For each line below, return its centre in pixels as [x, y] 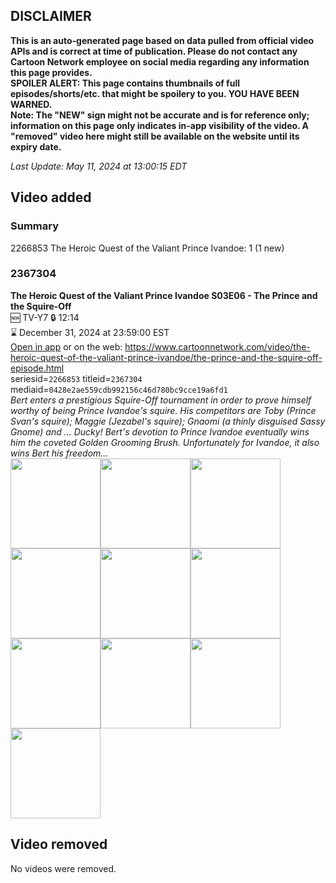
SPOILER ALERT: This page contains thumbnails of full [125, 83]
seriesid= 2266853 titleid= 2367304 [76, 378]
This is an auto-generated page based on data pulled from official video [162, 40]
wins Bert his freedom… [59, 453]
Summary [35, 226]
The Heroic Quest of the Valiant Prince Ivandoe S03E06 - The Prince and [164, 295]
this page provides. [51, 72]
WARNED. [31, 104]
